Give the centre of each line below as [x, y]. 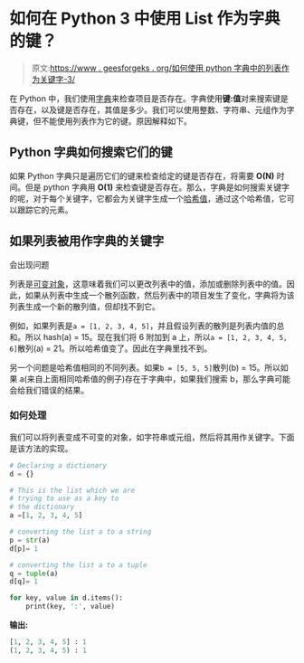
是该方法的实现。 [41, 448]
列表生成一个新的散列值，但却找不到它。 [85, 306]
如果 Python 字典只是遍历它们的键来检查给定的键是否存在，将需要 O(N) [142, 175]
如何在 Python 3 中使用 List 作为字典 [145, 19]
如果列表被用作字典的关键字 [87, 241]
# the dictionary [42, 507]
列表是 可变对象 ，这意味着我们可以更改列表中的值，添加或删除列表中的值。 [148, 284]
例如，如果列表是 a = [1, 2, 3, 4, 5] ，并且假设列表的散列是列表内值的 [143, 326]
